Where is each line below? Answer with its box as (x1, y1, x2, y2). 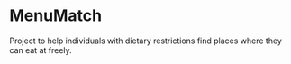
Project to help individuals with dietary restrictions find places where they (9, 35, 282, 46)
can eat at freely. (9, 44, 72, 55)
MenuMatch (9, 5, 102, 26)
